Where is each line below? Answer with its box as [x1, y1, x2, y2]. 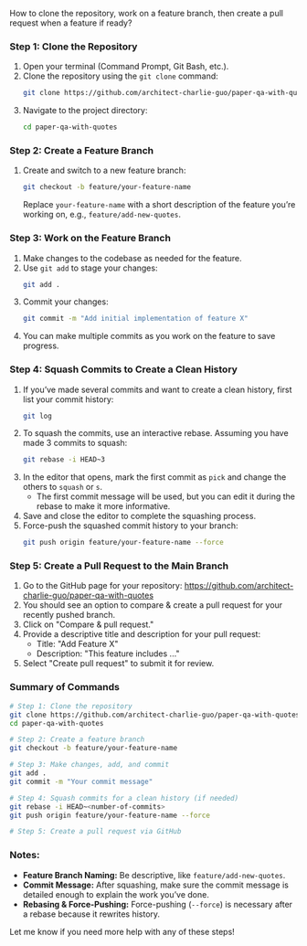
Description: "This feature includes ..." [36, 648, 180, 659]
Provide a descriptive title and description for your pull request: [22, 629, 261, 640]
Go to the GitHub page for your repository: [22, 580, 183, 591]
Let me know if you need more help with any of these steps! [9, 926, 235, 937]
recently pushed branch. [22, 610, 116, 621]
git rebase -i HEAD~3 [22, 455, 106, 464]
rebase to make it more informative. [36, 501, 171, 512]
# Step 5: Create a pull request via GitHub [9, 827, 182, 836]
